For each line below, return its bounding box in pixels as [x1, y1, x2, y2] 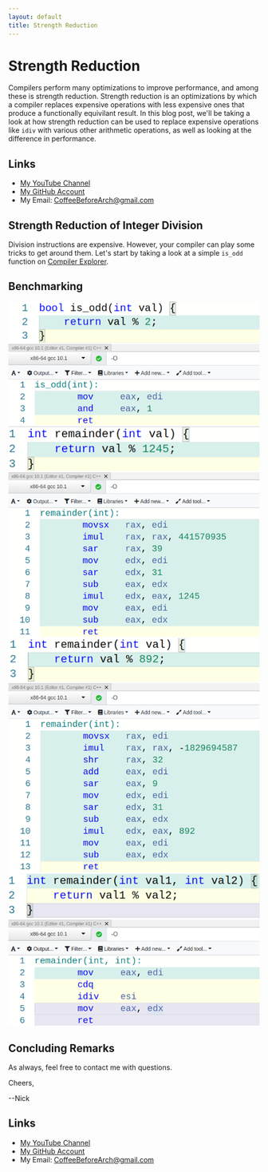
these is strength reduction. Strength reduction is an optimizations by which [8, 92, 258, 101]
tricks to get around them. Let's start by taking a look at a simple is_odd [8, 248, 243, 258]
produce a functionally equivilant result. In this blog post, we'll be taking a [8, 109, 250, 118]
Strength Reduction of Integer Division [8, 218, 203, 232]
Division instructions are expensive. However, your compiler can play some [8, 240, 255, 249]
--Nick [8, 1094, 30, 1103]
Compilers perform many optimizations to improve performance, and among [8, 83, 259, 93]
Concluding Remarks [8, 1041, 116, 1055]
